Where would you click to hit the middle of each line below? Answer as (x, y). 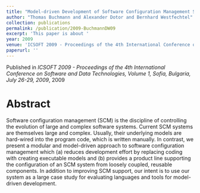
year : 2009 (20, 39)
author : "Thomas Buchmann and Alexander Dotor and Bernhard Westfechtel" (100, 17)
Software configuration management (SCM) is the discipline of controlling (96, 120)
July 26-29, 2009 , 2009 (36, 80)
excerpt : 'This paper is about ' (48, 34)
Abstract (28, 104)
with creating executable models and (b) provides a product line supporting (99, 158)
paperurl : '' (22, 50)
